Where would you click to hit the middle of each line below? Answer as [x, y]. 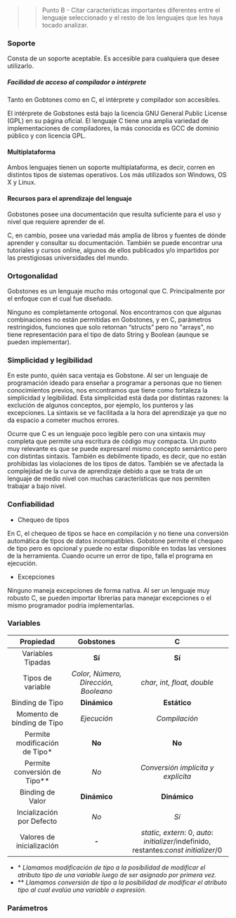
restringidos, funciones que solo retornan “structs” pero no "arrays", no [111, 327]
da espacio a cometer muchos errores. [63, 420]
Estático [177, 702]
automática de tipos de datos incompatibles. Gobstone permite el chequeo [115, 541]
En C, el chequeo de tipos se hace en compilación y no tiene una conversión [118, 533]
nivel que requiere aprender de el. [56, 221]
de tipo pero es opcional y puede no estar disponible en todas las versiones [117, 548]
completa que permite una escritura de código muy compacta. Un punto [112, 441]
